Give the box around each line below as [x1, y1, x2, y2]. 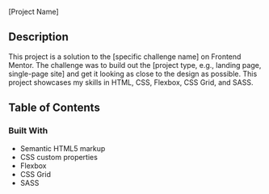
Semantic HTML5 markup [19, 143, 106, 153]
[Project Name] [8, 7, 59, 16]
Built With [8, 125, 48, 137]
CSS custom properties [19, 152, 99, 162]
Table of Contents [8, 101, 101, 115]
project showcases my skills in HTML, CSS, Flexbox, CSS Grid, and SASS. [8, 77, 254, 87]
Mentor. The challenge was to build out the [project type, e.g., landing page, [8, 60, 262, 70]
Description [8, 30, 69, 44]
